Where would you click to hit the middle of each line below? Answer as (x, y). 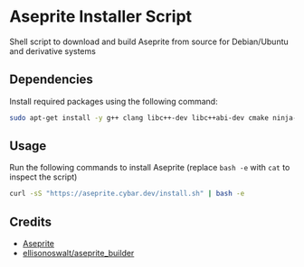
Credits (31, 221)
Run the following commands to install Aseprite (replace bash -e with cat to (150, 168)
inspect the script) (43, 177)
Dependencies (51, 80)
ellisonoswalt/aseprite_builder (78, 253)
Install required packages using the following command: (114, 101)
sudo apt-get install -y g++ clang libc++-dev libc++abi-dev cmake (139, 118)
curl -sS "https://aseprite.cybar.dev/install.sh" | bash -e (127, 194)
